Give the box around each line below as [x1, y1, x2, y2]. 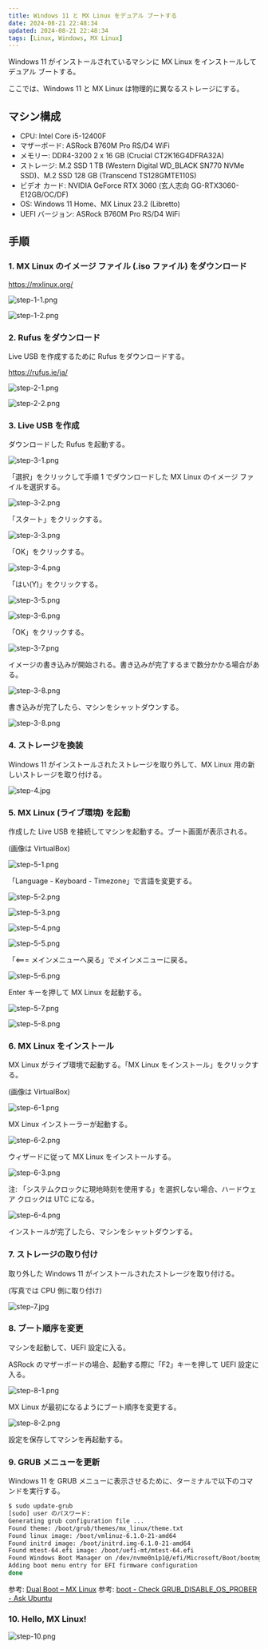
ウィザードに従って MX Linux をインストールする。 [8, 1152, 175, 1161]
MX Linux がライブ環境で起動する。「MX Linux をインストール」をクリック [8, 1060, 252, 1069]
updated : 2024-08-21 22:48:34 [8, 26, 109, 34]
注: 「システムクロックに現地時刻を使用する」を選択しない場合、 [8, 1185, 222, 1194]
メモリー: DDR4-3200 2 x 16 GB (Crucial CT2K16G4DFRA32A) [19, 151, 225, 161]
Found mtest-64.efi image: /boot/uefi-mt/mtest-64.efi [8, 1547, 195, 1555]
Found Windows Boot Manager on [8, 1554, 112, 1563]
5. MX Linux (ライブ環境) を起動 [8, 807, 131, 818]
